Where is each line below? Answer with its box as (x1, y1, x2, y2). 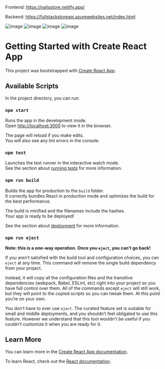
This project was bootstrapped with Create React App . (5, 67, 116, 73)
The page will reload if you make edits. (5, 132, 84, 138)
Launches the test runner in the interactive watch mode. (5, 160, 120, 166)
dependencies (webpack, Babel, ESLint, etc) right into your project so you (5, 280, 156, 286)
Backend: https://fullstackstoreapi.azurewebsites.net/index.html (5, 14, 136, 19)
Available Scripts (5, 82, 58, 91)
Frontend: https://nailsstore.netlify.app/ (5, 4, 85, 10)
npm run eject (5, 235, 39, 241)
